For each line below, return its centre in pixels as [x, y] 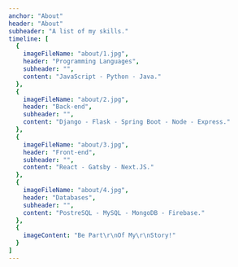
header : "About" [36, 24]
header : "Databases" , [59, 197]
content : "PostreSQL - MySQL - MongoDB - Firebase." [114, 212]
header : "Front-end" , [59, 152]
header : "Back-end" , [58, 107]
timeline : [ [28, 39]
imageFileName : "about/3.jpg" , [76, 144]
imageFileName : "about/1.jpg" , [76, 54]
